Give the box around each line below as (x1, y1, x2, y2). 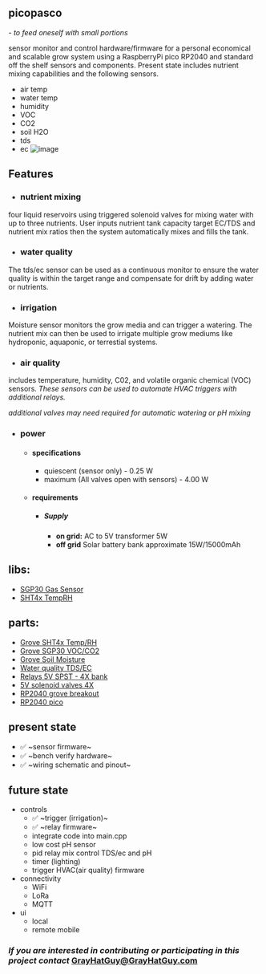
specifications (31, 448, 82, 457)
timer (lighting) (31, 857, 81, 866)
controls (19, 805, 48, 814)
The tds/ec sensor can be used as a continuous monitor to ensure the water (8, 265, 259, 274)
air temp (19, 84, 48, 94)
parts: (8, 616, 39, 630)
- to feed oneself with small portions (8, 27, 128, 37)
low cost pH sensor (31, 840, 96, 850)
